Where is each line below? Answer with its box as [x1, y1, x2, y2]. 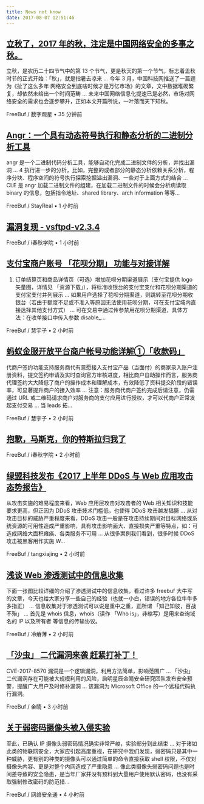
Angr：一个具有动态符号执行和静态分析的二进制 [6, 130, 185, 140]
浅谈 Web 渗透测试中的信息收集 [6, 570, 124, 580]
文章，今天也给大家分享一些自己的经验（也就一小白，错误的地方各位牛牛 [11, 595, 192, 602]
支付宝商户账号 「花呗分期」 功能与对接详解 [6, 258, 170, 269]
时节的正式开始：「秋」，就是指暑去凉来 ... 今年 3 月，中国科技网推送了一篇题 [6, 75, 196, 82]
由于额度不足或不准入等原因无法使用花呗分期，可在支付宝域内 [36, 299, 191, 306]
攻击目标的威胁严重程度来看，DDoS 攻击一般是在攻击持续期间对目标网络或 [6, 515, 192, 522]
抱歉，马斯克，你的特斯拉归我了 [6, 434, 126, 444]
